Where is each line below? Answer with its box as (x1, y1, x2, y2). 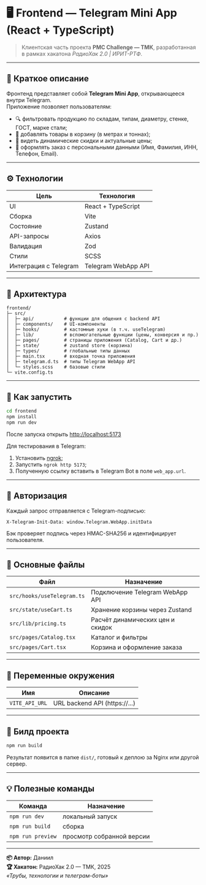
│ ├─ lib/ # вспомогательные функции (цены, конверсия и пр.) (6, 332, 199, 338)
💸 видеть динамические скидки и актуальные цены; (15, 137, 153, 144)
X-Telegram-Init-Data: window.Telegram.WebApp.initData (6, 519, 152, 525)
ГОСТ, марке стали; (15, 124, 67, 131)
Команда (19, 802, 47, 810)
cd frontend (6, 408, 37, 415)
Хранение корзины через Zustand (91, 606, 192, 614)
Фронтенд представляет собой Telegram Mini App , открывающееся (6, 89, 185, 97)
